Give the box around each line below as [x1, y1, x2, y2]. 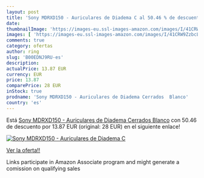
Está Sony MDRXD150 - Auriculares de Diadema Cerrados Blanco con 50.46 [6, 116, 197, 124]
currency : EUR [6, 71, 42, 77]
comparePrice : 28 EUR [6, 83, 61, 89]
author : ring [6, 49, 39, 55]
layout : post [6, 9, 39, 15]
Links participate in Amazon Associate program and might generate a [6, 158, 180, 165]
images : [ [6, 32, 32, 38]
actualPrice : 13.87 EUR [6, 65, 67, 72]
